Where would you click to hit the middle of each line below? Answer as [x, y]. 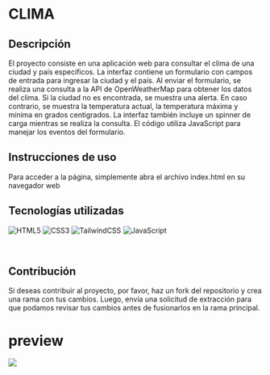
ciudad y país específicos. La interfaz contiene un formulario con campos [131, 72]
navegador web [34, 185]
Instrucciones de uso [62, 157]
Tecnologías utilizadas [66, 211]
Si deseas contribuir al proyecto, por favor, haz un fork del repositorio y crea [135, 291]
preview [36, 341]
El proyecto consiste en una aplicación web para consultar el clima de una [131, 63]
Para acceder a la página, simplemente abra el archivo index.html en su [127, 177]
